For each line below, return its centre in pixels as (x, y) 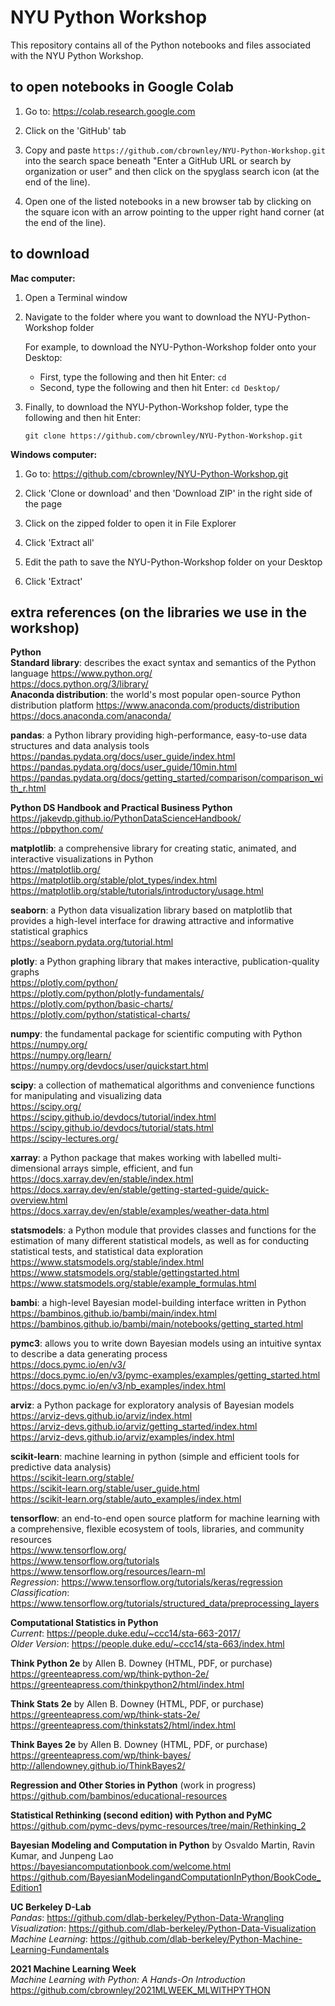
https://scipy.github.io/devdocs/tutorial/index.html (113, 1117)
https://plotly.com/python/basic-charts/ (92, 1004)
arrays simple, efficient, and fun (128, 1168)
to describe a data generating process (89, 1354)
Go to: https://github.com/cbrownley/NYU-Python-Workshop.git (156, 473)
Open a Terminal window (76, 297)
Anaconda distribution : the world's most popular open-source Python (155, 695)
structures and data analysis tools (80, 746)
